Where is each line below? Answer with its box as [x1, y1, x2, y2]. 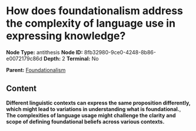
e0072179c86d [6, 55, 43, 62]
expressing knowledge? [6, 30, 126, 42]
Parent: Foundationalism [6, 66, 66, 73]
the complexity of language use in [6, 17, 175, 30]
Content [6, 84, 37, 94]
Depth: [44, 55, 61, 62]
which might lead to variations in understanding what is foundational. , [6, 105, 181, 113]
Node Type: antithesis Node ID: [6, 48, 84, 55]
